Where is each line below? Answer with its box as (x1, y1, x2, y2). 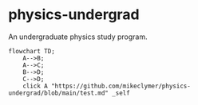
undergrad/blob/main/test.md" (8, 89, 109, 97)
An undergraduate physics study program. (8, 32, 148, 41)
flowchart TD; (8, 47, 56, 55)
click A (22, 82, 48, 90)
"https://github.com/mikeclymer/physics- (50, 82, 192, 90)
